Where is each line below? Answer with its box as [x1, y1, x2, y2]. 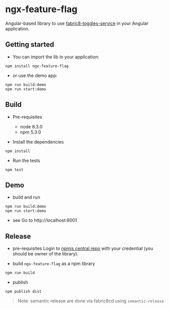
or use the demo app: [12, 72, 58, 78]
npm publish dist [5, 289, 42, 294]
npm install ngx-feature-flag [5, 63, 69, 69]
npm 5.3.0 [20, 129, 41, 135]
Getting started [5, 40, 54, 49]
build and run [12, 194, 40, 200]
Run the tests [12, 157, 40, 163]
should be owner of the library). [12, 251, 79, 257]
